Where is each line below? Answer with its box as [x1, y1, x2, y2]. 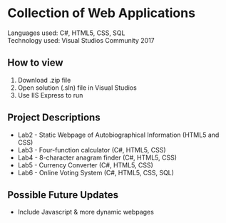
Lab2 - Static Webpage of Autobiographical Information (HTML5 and [17, 130, 220, 139]
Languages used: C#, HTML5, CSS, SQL [7, 28, 125, 37]
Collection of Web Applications [7, 5, 196, 21]
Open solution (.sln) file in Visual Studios [17, 83, 137, 92]
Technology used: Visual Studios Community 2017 [7, 36, 155, 44]
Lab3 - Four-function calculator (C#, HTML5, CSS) [17, 145, 166, 154]
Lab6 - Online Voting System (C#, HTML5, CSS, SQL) [17, 168, 175, 177]
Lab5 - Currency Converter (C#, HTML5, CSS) [17, 160, 153, 169]
